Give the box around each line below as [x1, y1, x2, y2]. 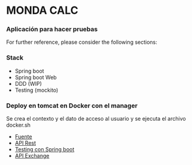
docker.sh [6, 121, 31, 129]
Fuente [14, 133, 32, 140]
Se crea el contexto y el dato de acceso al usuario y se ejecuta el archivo [6, 115, 187, 122]
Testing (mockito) [14, 86, 59, 94]
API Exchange [14, 152, 50, 160]
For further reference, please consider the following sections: [6, 38, 157, 46]
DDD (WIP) [14, 80, 42, 87]
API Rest [14, 139, 36, 147]
